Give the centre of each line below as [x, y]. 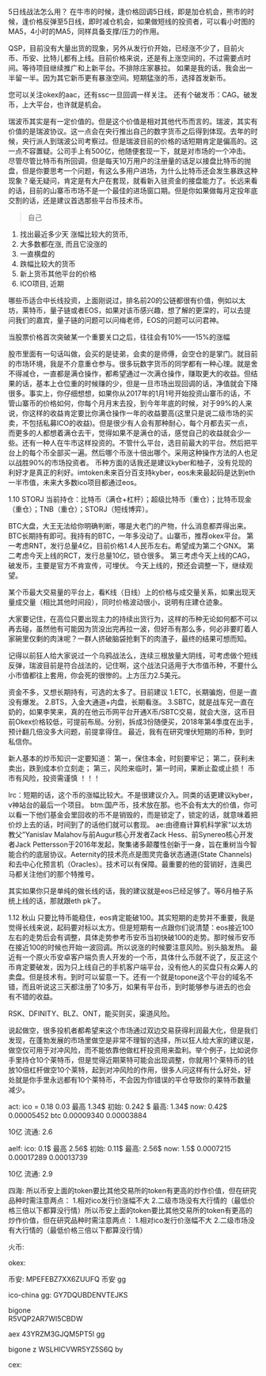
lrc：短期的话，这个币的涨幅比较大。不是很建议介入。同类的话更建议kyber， [133, 795]
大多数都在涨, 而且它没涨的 [63, 244]
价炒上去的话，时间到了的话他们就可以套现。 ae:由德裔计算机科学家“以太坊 [130, 824]
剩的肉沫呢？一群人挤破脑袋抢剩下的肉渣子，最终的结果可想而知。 [143, 639]
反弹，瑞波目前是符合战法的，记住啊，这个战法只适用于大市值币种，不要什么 [133, 665]
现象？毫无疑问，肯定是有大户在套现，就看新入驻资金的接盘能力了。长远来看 [133, 181]
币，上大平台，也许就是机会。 [57, 104]
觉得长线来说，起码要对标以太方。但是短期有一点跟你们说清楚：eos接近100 [131, 927]
